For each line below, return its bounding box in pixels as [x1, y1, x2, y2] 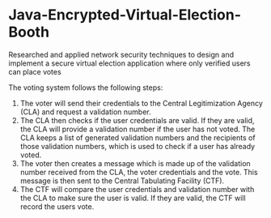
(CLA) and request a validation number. [19, 107, 151, 117]
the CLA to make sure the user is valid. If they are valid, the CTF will [19, 193, 246, 203]
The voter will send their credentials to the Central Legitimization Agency [19, 98, 263, 108]
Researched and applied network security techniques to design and [8, 49, 235, 59]
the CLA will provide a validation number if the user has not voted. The [19, 124, 256, 134]
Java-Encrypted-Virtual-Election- [8, 6, 241, 24]
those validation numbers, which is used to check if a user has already [19, 141, 256, 151]
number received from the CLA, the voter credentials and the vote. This [19, 167, 258, 177]
